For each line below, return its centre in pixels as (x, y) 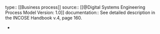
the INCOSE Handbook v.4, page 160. (44, 18)
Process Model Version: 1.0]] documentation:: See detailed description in (80, 12)
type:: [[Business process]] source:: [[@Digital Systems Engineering (75, 7)
